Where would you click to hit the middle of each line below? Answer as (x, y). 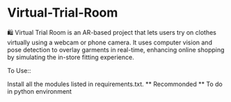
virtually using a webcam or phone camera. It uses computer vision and (110, 42)
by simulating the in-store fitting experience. (71, 57)
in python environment (39, 91)
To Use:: (19, 70)
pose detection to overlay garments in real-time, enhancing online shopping (116, 49)
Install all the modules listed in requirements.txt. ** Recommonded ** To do (115, 84)
